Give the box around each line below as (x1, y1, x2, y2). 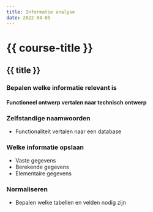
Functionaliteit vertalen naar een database (15, 128, 122, 135)
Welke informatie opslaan (6, 143, 84, 152)
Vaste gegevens (15, 157, 56, 164)
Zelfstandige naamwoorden (6, 114, 91, 122)
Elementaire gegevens (15, 170, 72, 177)
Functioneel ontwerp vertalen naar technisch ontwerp (6, 98, 147, 106)
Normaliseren (6, 185, 48, 194)
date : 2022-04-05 (6, 15, 51, 21)
